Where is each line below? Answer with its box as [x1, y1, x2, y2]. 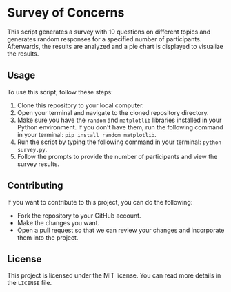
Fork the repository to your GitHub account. [17, 211, 141, 220]
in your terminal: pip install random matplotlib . [17, 130, 157, 138]
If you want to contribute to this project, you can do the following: [7, 198, 193, 206]
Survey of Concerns [7, 5, 125, 21]
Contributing [7, 180, 63, 191]
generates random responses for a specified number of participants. [7, 34, 202, 43]
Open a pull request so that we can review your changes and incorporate [17, 226, 225, 234]
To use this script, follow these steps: [7, 87, 113, 96]
